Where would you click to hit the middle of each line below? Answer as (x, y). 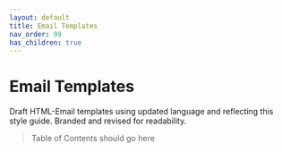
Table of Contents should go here (93, 139)
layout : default (39, 17)
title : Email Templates (54, 26)
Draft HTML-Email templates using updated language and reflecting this (141, 112)
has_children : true (46, 42)
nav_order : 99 (36, 34)
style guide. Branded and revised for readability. (98, 121)
